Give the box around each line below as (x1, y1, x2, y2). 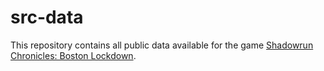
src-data (10, 6, 84, 29)
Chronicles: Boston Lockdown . (10, 49, 137, 61)
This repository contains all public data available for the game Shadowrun (10, 39, 314, 51)
